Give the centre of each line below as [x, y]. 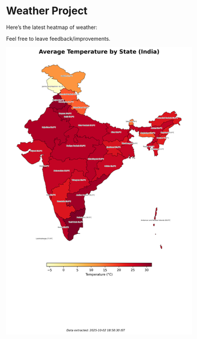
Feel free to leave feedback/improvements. [58, 38]
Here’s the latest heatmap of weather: [52, 27]
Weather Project [47, 11]
